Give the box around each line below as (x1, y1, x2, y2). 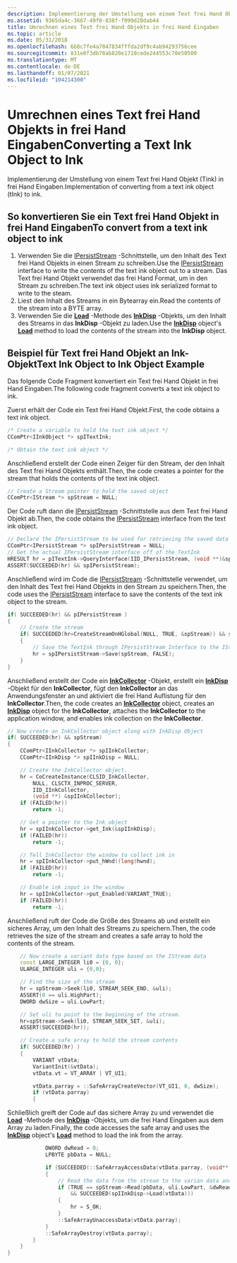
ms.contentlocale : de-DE (7, 63, 80, 70)
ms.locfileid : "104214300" (7, 76, 87, 83)
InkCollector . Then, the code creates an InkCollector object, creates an (7, 699, 215, 707)
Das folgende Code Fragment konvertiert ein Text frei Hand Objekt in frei (7, 376, 219, 385)
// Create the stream (20, 624, 83, 631)
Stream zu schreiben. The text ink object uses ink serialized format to (17, 281, 217, 290)
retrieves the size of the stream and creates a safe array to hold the (7, 931, 203, 940)
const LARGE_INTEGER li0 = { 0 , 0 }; (20, 959, 125, 966)
